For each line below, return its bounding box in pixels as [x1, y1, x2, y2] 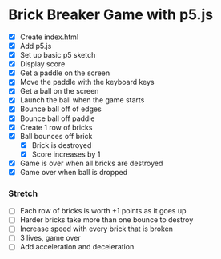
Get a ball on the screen [19, 86, 99, 96]
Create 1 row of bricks [19, 122, 93, 132]
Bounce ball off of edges [19, 104, 102, 114]
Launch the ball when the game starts [19, 95, 145, 105]
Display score [19, 59, 66, 69]
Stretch [8, 188, 38, 199]
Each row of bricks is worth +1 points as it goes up [19, 206, 187, 216]
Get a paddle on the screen [19, 68, 110, 78]
